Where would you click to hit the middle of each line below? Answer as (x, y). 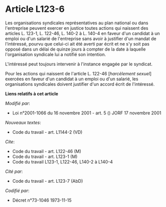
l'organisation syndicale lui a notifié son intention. (56, 54)
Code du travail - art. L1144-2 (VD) (47, 132)
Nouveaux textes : (23, 122)
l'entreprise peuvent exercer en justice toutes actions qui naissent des (77, 28)
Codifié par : (17, 190)
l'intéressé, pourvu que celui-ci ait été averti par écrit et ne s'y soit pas (77, 44)
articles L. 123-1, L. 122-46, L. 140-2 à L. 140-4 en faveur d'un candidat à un (83, 33)
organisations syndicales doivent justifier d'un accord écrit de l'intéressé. (80, 84)
